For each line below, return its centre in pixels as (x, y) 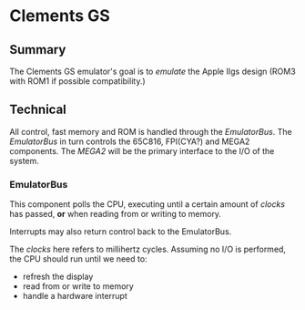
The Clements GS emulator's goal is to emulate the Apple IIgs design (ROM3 (152, 71)
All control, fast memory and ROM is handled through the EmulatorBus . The (151, 131)
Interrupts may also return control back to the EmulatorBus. (121, 232)
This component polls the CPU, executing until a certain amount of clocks (147, 204)
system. (24, 160)
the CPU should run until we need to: (78, 259)
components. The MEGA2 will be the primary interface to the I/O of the (142, 150)
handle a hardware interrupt (75, 296)
